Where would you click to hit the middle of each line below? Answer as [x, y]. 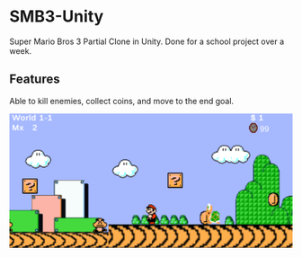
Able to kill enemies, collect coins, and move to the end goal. [122, 101]
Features [35, 80]
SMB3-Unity [57, 17]
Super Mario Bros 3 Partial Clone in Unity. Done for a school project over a [147, 41]
